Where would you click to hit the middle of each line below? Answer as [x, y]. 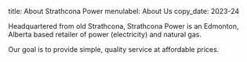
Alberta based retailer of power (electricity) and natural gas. [105, 34]
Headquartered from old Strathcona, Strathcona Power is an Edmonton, [123, 26]
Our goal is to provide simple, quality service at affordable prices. [114, 49]
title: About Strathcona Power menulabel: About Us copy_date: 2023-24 [124, 11]
